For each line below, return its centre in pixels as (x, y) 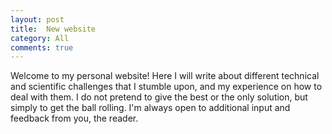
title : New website (53, 29)
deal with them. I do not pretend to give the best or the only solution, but (159, 97)
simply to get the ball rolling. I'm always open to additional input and (150, 108)
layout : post (37, 19)
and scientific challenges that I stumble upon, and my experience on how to (166, 87)
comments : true (42, 47)
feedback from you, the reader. (74, 118)
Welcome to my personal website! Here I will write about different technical (165, 76)
